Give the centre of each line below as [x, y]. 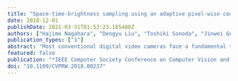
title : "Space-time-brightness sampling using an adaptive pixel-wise [114, 14]
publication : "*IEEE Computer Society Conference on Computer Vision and [119, 60]
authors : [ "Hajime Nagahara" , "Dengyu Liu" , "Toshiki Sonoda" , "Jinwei [115, 33]
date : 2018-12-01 [33, 20]
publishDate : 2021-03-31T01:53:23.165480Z [71, 27]
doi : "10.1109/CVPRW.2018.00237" [57, 66]
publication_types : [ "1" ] [45, 40]
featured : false [31, 54]
